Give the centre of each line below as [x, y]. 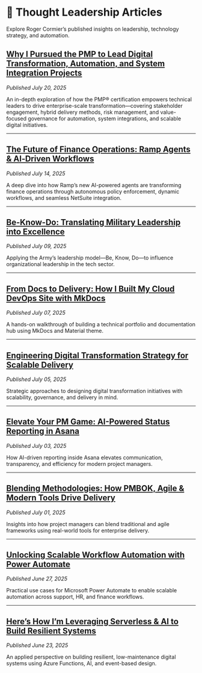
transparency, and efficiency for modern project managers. [79, 464]
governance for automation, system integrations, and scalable [105, 118]
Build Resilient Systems [51, 631]
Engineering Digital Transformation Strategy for [97, 355]
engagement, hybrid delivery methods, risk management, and [83, 112]
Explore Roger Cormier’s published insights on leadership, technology [93, 29]
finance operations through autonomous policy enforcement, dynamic [93, 191]
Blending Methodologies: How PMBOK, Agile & [95, 488]
